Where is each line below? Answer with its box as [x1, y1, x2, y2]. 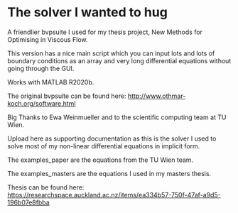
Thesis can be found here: [7, 182, 85, 192]
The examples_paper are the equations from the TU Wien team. [7, 155, 194, 164]
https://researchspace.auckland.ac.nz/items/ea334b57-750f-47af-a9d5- [7, 190, 222, 199]
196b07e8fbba [7, 198, 50, 207]
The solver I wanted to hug [7, 4, 168, 21]
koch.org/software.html [7, 99, 76, 107]
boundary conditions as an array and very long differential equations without [7, 56, 232, 65]
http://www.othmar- [127, 92, 186, 100]
